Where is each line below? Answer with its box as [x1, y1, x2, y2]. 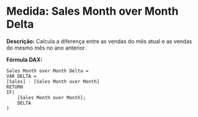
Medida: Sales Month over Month [6, 4, 179, 18]
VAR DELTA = [6, 73, 37, 79]
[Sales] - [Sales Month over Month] [6, 78, 100, 85]
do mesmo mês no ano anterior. [6, 44, 87, 51]
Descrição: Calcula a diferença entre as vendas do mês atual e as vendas [6, 37, 193, 45]
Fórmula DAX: [6, 56, 43, 63]
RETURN [6, 84, 23, 90]
